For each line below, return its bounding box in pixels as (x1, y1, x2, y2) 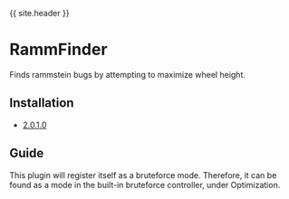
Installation (9, 95, 74, 111)
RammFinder (9, 40, 108, 60)
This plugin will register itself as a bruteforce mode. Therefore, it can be (9, 169, 277, 180)
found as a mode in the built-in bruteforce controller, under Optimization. (9, 179, 281, 190)
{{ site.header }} (9, 8, 70, 18)
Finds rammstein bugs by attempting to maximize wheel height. (9, 69, 246, 80)
